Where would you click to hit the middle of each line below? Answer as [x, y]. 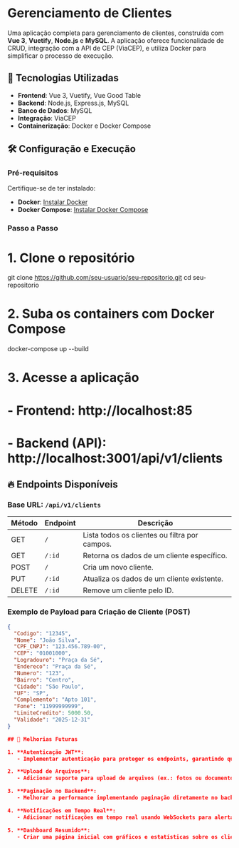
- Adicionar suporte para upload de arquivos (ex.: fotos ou [109, 778]
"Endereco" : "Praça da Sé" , [55, 667]
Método [24, 523]
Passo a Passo [33, 228]
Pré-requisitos [33, 173]
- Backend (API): [57, 443]
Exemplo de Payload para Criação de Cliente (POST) [99, 612]
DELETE [24, 590]
